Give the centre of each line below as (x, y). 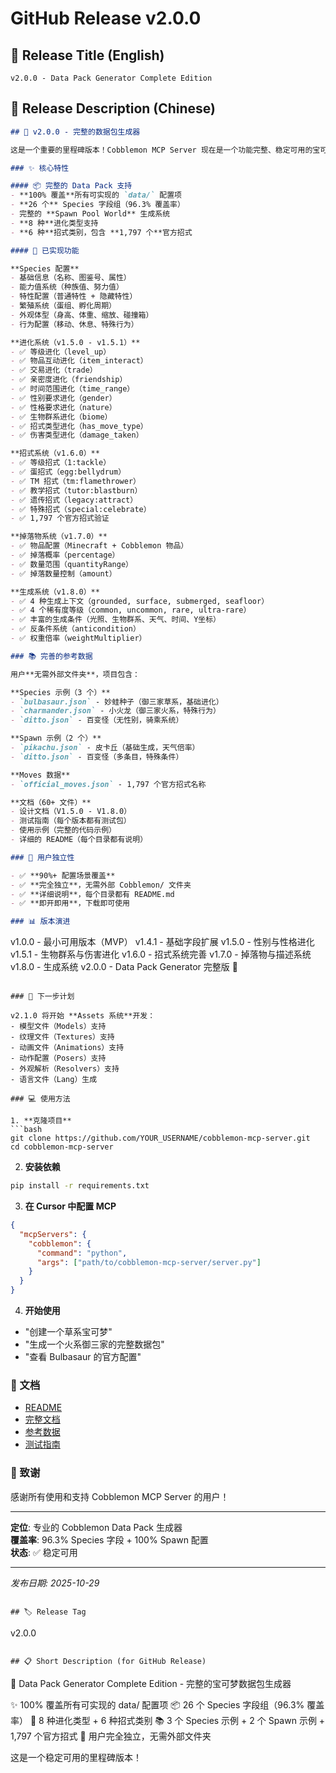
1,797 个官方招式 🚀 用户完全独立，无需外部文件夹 (111, 1736)
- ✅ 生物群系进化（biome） (61, 417)
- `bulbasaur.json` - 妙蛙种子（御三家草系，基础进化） (117, 702)
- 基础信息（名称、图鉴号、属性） (71, 278)
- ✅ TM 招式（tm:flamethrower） (75, 481)
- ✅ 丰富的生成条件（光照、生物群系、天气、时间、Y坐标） (115, 620)
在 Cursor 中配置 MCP (70, 1206)
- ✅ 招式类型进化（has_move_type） (79, 426)
